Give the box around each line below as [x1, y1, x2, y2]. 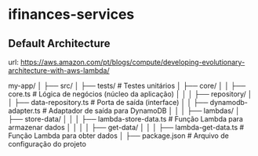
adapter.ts [8, 106, 41, 115]
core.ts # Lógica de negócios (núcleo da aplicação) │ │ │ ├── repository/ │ [8, 89, 253, 99]
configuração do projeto [8, 140, 86, 148]
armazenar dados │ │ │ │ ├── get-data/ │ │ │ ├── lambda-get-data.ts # [8, 123, 245, 132]
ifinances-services [8, 5, 135, 24]
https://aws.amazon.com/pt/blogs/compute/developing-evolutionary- [20, 57, 245, 67]
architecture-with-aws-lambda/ [8, 66, 110, 75]
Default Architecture [8, 37, 111, 50]
